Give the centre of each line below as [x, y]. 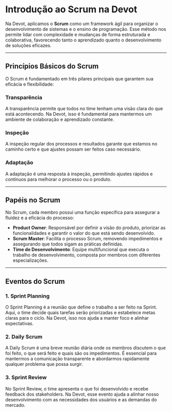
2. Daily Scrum [24, 337]
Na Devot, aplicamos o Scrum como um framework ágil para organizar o [82, 24]
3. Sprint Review [26, 378]
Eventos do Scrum [35, 281]
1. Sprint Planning [27, 296]
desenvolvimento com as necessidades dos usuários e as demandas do [81, 399]
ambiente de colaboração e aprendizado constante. [60, 119]
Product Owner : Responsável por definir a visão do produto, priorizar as [89, 228]
